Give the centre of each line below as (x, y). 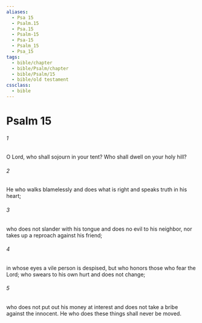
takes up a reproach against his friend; (54, 235)
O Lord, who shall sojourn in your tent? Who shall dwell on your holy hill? (96, 157)
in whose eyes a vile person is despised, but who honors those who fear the (101, 268)
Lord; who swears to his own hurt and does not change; (76, 274)
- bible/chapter (32, 63)
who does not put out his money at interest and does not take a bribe (92, 307)
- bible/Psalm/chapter (40, 68)
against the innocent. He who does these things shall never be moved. (94, 314)
